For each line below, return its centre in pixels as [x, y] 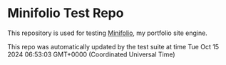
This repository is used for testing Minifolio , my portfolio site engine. [108, 33]
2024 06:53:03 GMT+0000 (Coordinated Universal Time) [92, 54]
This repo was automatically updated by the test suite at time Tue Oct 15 [113, 46]
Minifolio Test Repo [66, 13]
